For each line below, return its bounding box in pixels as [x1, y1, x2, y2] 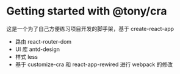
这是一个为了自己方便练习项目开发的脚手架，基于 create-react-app [6, 25, 175, 32]
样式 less [15, 53, 38, 60]
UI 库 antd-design [15, 45, 60, 53]
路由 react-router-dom [15, 38, 72, 45]
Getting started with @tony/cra [6, 4, 167, 18]
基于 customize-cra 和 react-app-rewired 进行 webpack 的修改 [15, 61, 173, 68]
